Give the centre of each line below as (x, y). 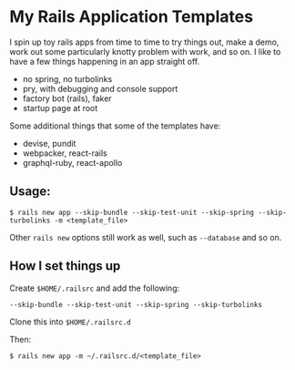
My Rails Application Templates (131, 17)
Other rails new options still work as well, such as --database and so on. (146, 237)
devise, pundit (49, 143)
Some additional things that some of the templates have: (115, 126)
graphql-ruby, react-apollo (72, 162)
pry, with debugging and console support (100, 88)
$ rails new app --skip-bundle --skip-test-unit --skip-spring (132, 212)
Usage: (31, 192)
